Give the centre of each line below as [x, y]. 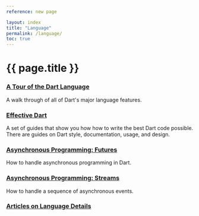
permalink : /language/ [34, 33]
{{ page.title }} [43, 68]
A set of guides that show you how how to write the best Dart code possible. [100, 128]
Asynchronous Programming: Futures [62, 150]
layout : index [24, 22]
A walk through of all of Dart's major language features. [74, 100]
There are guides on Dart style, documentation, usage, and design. [88, 134]
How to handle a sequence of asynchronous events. [70, 191]
